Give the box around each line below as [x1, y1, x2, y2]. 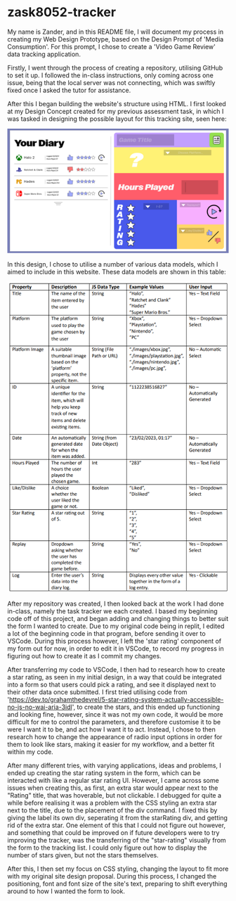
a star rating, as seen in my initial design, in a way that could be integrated [7, 673, 222, 682]
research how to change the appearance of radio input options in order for [7, 733, 223, 741]
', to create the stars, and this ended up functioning [72, 703, 220, 711]
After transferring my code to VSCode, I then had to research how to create [7, 665, 225, 674]
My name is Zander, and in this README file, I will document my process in [7, 27, 224, 36]
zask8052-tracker [7, 4, 117, 20]
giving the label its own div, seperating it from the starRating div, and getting [7, 814, 228, 822]
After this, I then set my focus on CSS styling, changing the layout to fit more [7, 864, 229, 873]
